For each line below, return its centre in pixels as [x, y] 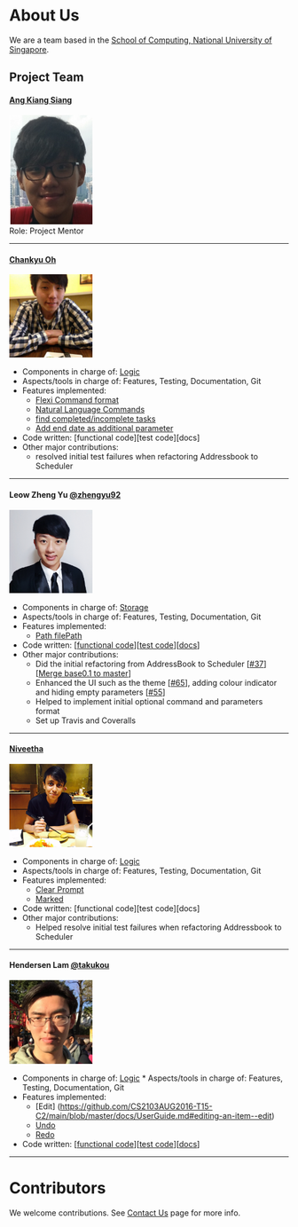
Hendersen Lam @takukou [59, 965]
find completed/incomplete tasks [95, 419]
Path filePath [59, 635]
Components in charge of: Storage [85, 607]
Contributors [58, 1188]
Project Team [47, 78]
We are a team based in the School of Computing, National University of [141, 40]
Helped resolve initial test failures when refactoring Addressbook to [158, 927]
